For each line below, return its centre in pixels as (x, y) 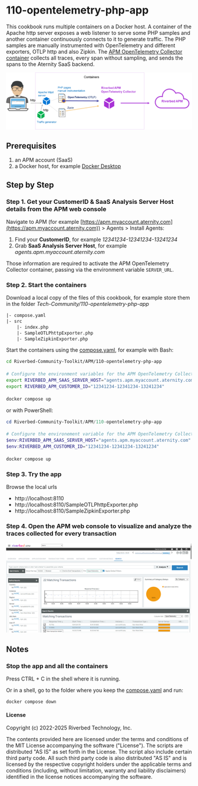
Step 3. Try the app (34, 474)
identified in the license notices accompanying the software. (79, 777)
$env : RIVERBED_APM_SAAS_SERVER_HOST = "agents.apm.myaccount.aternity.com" (99, 440)
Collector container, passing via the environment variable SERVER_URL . (90, 270)
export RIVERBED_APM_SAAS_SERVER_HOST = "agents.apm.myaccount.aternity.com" (101, 381)
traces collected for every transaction (61, 533)
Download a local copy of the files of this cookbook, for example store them (98, 298)
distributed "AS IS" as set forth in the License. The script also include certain (99, 752)
